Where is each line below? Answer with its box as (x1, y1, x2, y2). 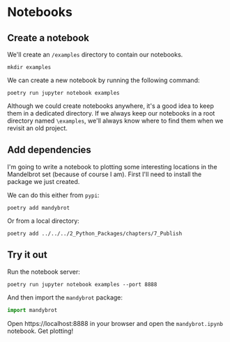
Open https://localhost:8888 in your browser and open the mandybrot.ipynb (7, 319, 223, 327)
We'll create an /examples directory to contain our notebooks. (7, 50, 183, 59)
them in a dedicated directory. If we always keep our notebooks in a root (7, 109, 215, 117)
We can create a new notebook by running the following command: (7, 76, 200, 84)
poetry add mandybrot (7, 204, 70, 211)
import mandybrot (7, 306, 58, 313)
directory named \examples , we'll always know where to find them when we (7, 116, 224, 125)
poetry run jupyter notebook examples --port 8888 (7, 281, 158, 288)
